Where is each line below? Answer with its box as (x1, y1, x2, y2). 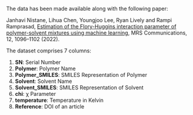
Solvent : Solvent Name (14, 77, 72, 85)
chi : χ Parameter (14, 91, 56, 97)
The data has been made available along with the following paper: (6, 5, 169, 12)
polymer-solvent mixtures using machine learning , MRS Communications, (6, 29, 187, 36)
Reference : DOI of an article (14, 103, 85, 110)
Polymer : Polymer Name (14, 65, 76, 72)
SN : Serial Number (14, 59, 61, 66)
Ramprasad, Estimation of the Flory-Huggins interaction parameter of (6, 23, 177, 30)
